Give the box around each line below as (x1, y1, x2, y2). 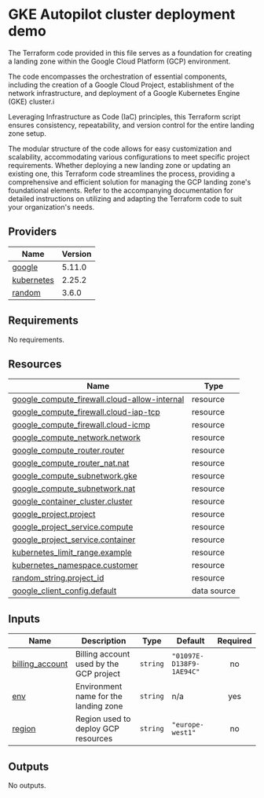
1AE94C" (171, 668, 200, 676)
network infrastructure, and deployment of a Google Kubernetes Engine (8, 88, 240, 97)
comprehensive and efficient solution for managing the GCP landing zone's (8, 177, 251, 186)
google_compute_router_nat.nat (12, 458, 130, 469)
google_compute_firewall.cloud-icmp (12, 419, 151, 430)
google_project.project (12, 509, 96, 520)
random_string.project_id (12, 573, 104, 584)
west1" (171, 728, 196, 738)
